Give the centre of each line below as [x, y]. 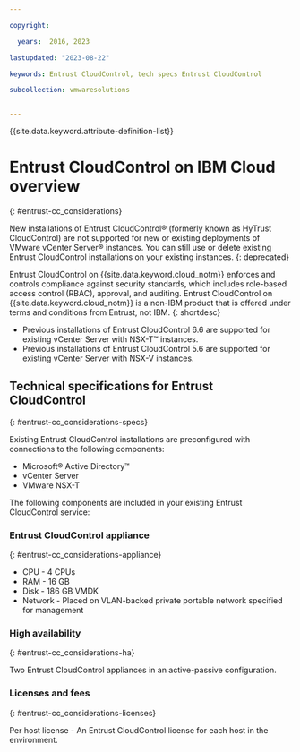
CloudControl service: [50, 512]
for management [53, 611]
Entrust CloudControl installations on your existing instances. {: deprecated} [150, 257]
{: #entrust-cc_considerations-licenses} [83, 713]
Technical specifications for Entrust [111, 386]
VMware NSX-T [51, 485]
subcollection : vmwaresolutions [69, 90]
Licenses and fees [50, 693]
